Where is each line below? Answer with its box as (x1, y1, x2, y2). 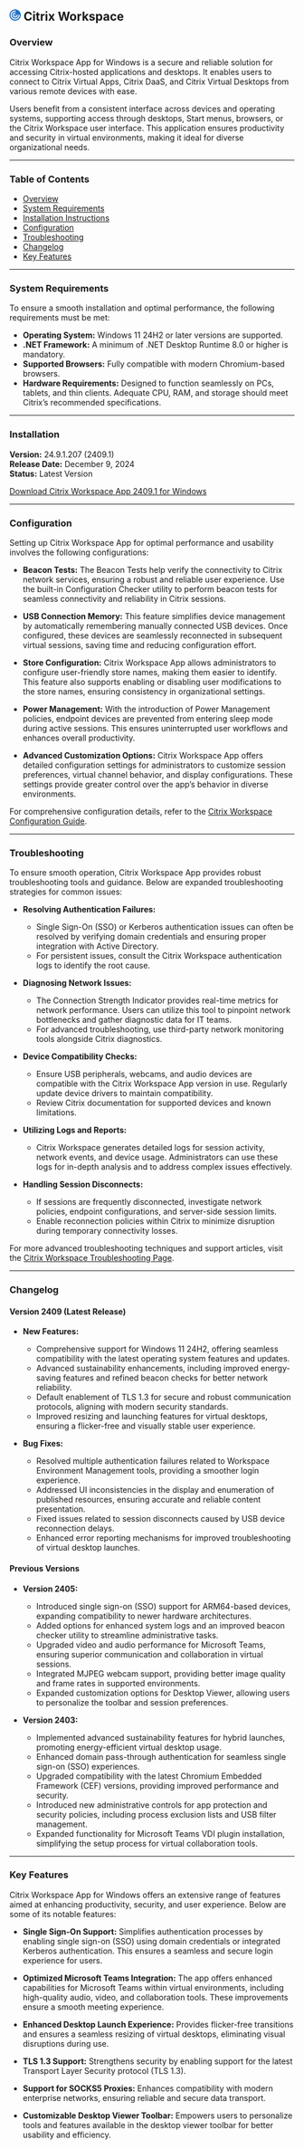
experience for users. (22, 1954, 103, 1965)
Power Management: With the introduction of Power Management (22, 703, 271, 714)
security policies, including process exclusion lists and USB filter (35, 1809, 277, 1819)
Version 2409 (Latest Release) (9, 1305, 127, 1317)
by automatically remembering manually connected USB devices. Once (22, 620, 289, 631)
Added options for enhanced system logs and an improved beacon (35, 1619, 285, 1630)
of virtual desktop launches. (35, 1543, 140, 1553)
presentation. (35, 1504, 86, 1514)
